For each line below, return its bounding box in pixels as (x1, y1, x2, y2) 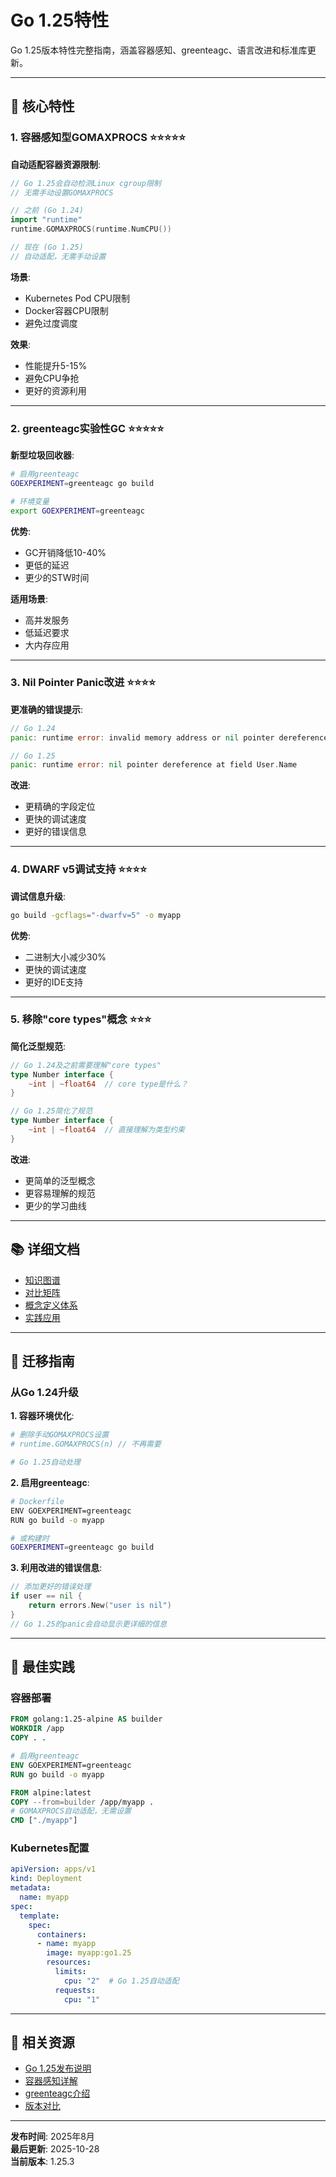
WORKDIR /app (10, 1724, 65, 1734)
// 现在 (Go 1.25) (10, 242, 84, 252)
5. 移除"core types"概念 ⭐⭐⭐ (10, 1012, 152, 1026)
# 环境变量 (10, 496, 50, 506)
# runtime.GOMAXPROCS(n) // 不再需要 (10, 1439, 162, 1450)
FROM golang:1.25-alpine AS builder (10, 1714, 163, 1725)
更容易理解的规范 (24, 1187, 96, 1199)
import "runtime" (10, 215, 83, 225)
